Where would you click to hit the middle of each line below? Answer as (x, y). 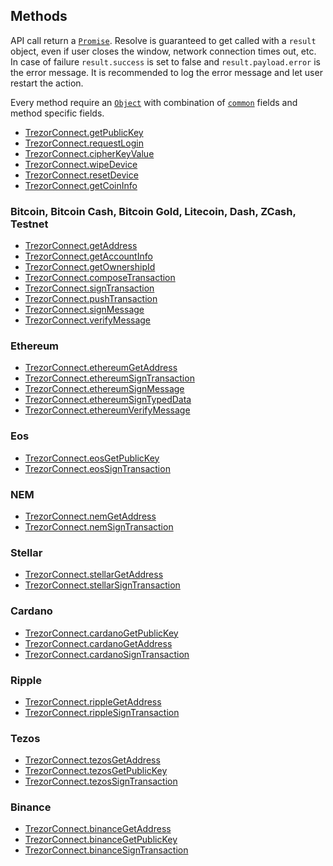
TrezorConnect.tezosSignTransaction (101, 781)
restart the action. (47, 83)
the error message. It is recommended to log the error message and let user (166, 72)
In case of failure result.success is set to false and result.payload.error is (165, 61)
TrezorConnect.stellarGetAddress (94, 575)
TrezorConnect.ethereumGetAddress (101, 368)
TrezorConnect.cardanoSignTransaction (107, 654)
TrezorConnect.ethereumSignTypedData (108, 400)
